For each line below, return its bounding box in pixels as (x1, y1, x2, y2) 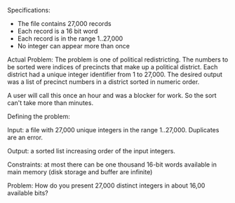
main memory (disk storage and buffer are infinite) (7, 168, 153, 176)
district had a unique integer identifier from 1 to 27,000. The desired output (7, 70, 223, 78)
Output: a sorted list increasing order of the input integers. (7, 147, 175, 155)
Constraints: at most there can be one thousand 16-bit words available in (7, 160, 217, 169)
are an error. (7, 133, 43, 141)
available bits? (7, 189, 48, 197)
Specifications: (7, 6, 51, 14)
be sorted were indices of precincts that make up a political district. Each (7, 63, 218, 71)
